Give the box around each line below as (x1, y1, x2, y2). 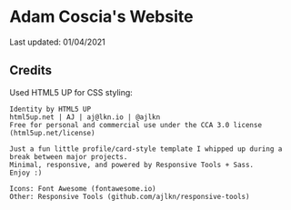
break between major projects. (9, 152, 128, 161)
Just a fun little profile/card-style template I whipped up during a (9, 144, 283, 154)
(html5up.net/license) (9, 128, 95, 137)
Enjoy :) (9, 168, 43, 177)
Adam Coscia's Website (9, 6, 194, 27)
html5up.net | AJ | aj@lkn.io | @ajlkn (9, 112, 161, 122)
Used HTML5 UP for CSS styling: (9, 86, 134, 97)
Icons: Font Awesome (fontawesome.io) (9, 184, 156, 193)
